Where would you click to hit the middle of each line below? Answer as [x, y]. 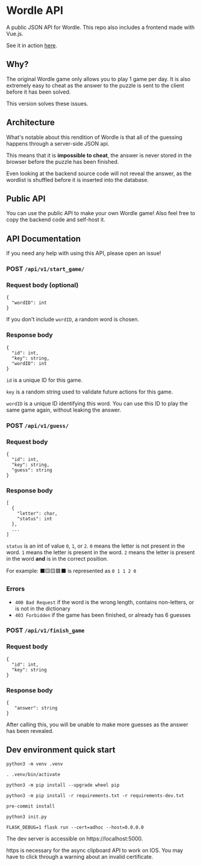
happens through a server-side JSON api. [58, 143]
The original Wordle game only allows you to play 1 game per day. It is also [98, 79]
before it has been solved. [39, 92]
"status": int [35, 519]
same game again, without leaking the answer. [64, 410]
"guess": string [32, 470]
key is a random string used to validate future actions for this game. [90, 392]
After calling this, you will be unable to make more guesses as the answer [97, 725]
